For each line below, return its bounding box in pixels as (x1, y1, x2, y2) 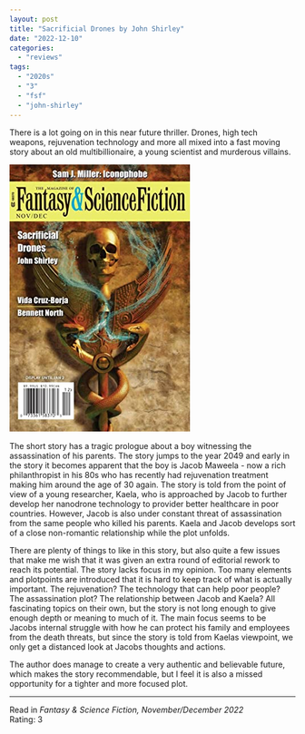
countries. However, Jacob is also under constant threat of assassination (9, 508, 282, 519)
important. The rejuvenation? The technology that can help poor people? (9, 583, 281, 594)
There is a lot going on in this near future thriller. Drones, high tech (9, 127, 259, 138)
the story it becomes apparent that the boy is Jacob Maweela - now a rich (9, 459, 286, 471)
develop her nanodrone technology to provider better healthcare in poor (9, 498, 280, 509)
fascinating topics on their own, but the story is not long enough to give (9, 602, 277, 613)
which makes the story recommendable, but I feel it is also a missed (9, 668, 263, 680)
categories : (9, 44, 54, 53)
